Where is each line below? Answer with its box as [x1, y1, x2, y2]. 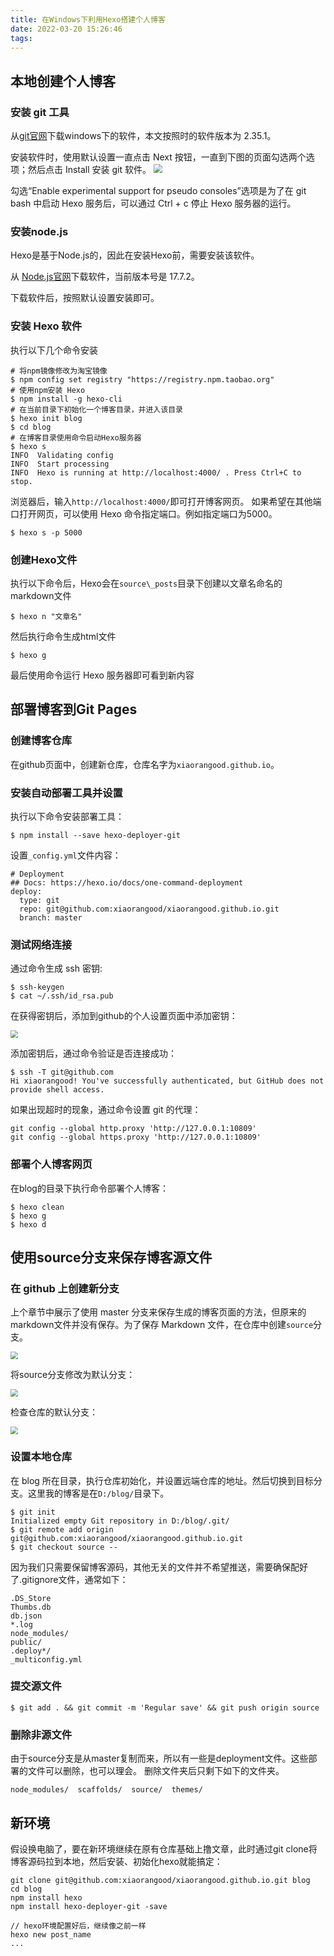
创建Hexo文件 [10, 552, 78, 566]
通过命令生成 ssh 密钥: [10, 962, 103, 975]
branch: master [19, 912, 83, 923]
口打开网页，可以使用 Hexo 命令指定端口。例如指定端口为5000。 [10, 507, 278, 520]
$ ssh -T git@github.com [10, 1067, 114, 1078]
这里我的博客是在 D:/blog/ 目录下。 [27, 1487, 170, 1499]
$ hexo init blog [10, 413, 83, 423]
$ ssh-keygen [10, 982, 65, 993]
